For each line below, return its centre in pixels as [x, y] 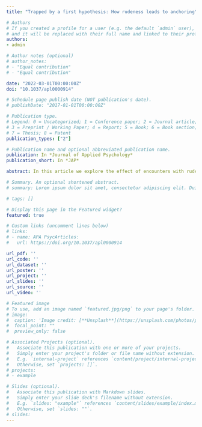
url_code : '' [23, 259]
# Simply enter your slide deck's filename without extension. [90, 398]
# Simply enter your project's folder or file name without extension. [101, 353]
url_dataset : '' [26, 265]
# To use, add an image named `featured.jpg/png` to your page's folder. [101, 309]
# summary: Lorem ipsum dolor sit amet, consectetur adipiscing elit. [96, 188]
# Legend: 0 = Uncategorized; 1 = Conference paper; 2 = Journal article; [102, 122]
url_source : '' [25, 287]
